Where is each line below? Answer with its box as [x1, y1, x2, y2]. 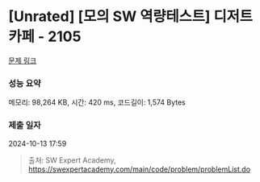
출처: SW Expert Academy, [27, 155, 116, 165]
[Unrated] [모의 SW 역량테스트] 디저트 [8, 7, 253, 26]
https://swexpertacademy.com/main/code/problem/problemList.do [27, 164, 251, 174]
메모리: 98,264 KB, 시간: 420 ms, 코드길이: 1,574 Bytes [8, 97, 186, 107]
